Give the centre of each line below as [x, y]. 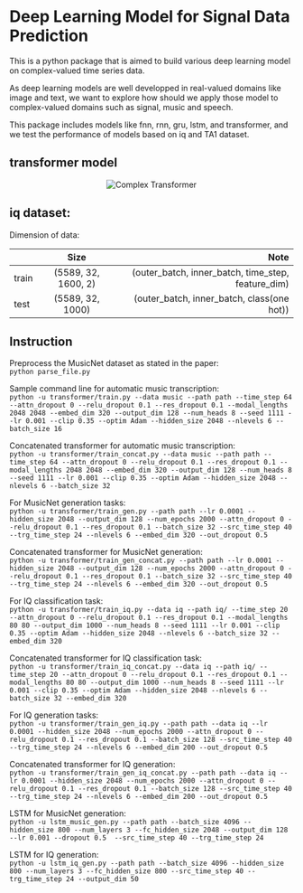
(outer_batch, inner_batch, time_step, [211, 272]
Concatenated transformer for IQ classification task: [106, 658]
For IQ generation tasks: [54, 715]
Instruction [41, 341]
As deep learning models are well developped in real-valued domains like [145, 88]
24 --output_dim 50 [103, 879]
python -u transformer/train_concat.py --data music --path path [134, 455]
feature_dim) [262, 284]
